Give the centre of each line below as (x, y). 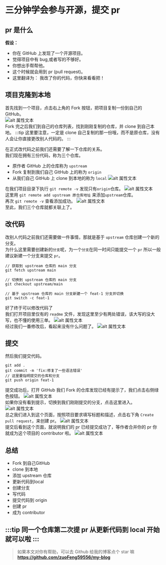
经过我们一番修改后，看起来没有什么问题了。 (51, 326)
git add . (15, 365)
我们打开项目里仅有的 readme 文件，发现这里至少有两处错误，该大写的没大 (80, 314)
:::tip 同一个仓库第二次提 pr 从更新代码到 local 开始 (83, 530)
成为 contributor (29, 513)
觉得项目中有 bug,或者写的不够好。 (48, 59)
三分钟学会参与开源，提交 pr (62, 10)
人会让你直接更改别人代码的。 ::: (38, 138)
